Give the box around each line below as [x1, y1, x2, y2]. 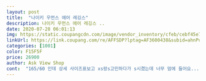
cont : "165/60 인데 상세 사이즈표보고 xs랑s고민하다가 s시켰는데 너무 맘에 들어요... [6, 65, 199, 72]
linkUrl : [6, 37, 29, 43]
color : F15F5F [6, 49, 43, 55]
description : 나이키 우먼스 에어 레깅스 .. [6, 20, 105, 26]
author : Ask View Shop [6, 60, 64, 66]
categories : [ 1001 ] [6, 43, 56, 49]
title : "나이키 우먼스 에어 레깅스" [6, 15, 89, 21]
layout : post [6, 9, 40, 15]
